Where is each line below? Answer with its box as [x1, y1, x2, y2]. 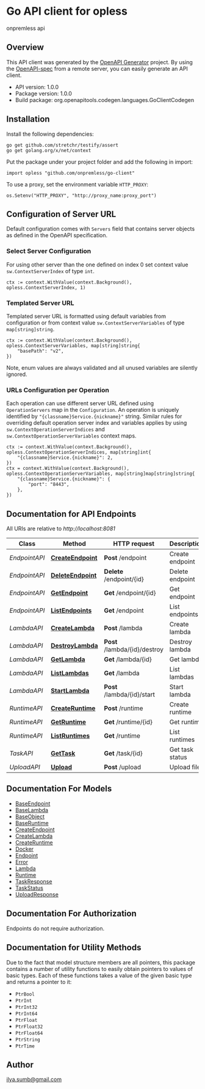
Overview [6, 42, 45, 53]
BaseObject [15, 813, 45, 820]
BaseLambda [15, 806, 49, 813]
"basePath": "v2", [17, 348, 64, 354]
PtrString [15, 1036, 41, 1043]
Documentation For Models [6, 783, 112, 794]
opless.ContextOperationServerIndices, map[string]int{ [6, 449, 151, 456]
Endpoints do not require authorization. [6, 925, 105, 932]
